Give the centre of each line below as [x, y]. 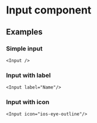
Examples [24, 32]
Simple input [24, 49]
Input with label [28, 75]
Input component [49, 10]
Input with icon [28, 102]
